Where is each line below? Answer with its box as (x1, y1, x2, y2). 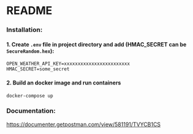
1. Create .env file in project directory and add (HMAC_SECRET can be (6, 40, 187, 48)
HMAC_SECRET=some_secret (6, 66, 70, 72)
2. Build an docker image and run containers (6, 79, 121, 86)
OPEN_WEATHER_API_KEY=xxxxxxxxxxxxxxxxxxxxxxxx (6, 61, 131, 67)
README (6, 4, 53, 18)
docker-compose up (6, 92, 53, 99)
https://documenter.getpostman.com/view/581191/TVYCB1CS (6, 121, 161, 128)
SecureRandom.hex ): (6, 47, 55, 54)
